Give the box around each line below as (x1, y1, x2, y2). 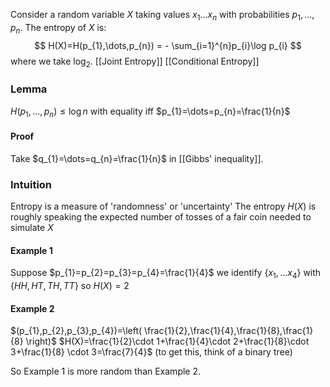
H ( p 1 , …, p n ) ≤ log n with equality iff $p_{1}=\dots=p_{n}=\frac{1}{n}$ (10, 105, 291, 119)
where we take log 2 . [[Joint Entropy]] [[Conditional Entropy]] (10, 55, 260, 69)
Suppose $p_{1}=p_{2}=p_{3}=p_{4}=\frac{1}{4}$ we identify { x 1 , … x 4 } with (10, 267, 322, 281)
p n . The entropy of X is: (10, 21, 107, 36)
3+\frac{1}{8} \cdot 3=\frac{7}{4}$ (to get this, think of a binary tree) (10, 346, 293, 358)
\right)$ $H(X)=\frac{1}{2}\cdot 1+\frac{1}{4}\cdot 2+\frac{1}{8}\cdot (25, 335, 310, 348)
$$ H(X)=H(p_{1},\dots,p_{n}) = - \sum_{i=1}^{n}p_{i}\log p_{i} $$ (34, 39, 302, 51)
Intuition (10, 177, 53, 191)
